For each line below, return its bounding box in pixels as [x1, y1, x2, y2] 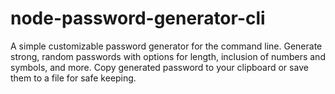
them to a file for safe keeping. [10, 72, 137, 84]
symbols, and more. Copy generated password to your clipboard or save [10, 61, 309, 73]
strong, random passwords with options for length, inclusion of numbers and [10, 50, 326, 62]
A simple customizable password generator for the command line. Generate [10, 40, 323, 52]
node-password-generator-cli [10, 7, 266, 30]
